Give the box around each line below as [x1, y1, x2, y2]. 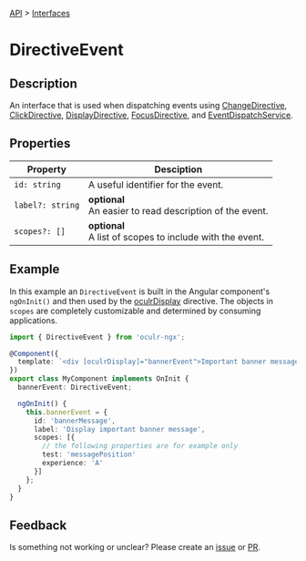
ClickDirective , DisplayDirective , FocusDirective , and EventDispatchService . [9, 109, 294, 120]
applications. [9, 314, 57, 326]
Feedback [9, 517, 67, 533]
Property [26, 163, 66, 176]
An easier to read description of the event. [87, 204, 269, 217]
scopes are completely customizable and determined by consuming [9, 305, 261, 316]
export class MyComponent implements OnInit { [9, 374, 189, 383]
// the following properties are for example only [42, 442, 239, 451]
